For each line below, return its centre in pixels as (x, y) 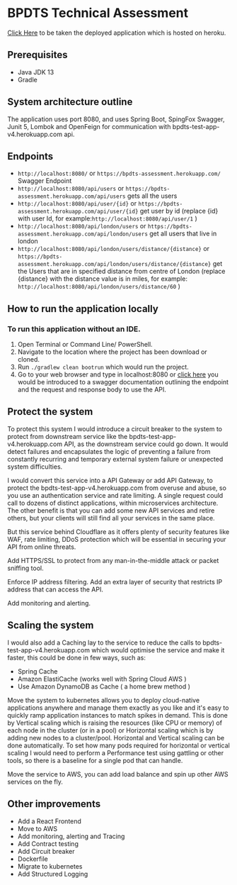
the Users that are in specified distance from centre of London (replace (121, 272)
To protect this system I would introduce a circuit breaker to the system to (115, 429)
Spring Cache (37, 671)
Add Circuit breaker (46, 851)
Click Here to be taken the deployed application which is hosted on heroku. (117, 33)
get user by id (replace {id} (179, 211)
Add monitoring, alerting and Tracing (71, 836)
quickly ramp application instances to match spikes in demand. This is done (117, 715)
